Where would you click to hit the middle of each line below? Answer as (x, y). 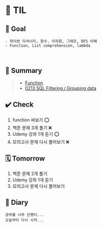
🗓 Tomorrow (25, 158)
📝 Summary (24, 71)
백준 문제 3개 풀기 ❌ (32, 128)
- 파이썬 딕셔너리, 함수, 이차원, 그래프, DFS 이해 (51, 41)
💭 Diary (17, 202)
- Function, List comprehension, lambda (48, 46)
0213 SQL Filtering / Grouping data (60, 88)
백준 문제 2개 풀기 (30, 174)
